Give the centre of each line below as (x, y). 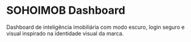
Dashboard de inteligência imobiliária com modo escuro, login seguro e (95, 27)
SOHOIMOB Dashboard (66, 10)
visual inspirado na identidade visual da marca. (65, 33)
